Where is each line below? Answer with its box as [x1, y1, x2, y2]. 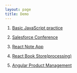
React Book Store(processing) [12, 53, 72, 58]
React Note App [12, 44, 44, 49]
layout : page [5, 7, 31, 12]
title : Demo [5, 12, 29, 16]
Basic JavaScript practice [12, 25, 63, 30]
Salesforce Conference [12, 34, 58, 40]
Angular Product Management [12, 62, 72, 68]
